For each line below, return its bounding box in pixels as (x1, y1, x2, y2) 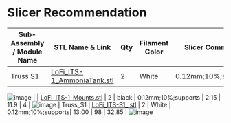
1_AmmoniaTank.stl (51, 76, 114, 85)
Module (16, 47, 43, 56)
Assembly (10, 38, 45, 47)
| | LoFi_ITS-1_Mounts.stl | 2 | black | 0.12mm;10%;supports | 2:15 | (33, 93, 221, 101)
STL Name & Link (54, 43, 111, 52)
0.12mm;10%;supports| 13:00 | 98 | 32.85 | (7, 108, 127, 116)
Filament (140, 38, 169, 47)
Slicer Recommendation (7, 5, 147, 21)
